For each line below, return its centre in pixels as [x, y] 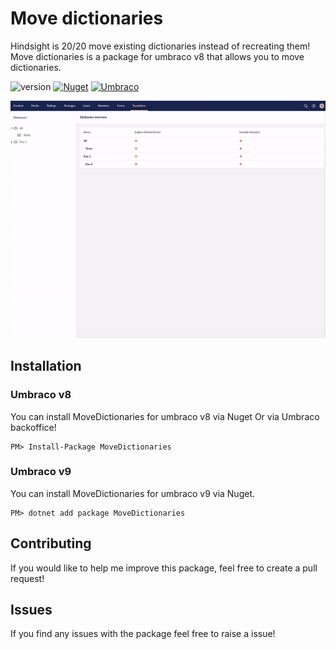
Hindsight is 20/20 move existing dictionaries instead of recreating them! [160, 46]
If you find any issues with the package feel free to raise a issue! [143, 634]
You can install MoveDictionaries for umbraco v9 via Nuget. [133, 493]
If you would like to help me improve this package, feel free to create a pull [164, 568]
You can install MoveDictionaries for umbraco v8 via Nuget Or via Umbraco [165, 416]
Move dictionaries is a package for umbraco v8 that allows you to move [157, 56]
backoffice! [33, 427]
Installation [46, 366]
